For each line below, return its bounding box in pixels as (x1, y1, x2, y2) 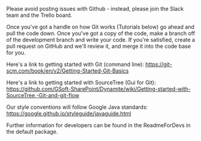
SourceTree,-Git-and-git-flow (6, 92, 80, 99)
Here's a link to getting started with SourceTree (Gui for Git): (6, 79, 156, 86)
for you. (6, 49, 26, 56)
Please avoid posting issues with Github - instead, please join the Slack (6, 5, 184, 12)
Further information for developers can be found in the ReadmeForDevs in (6, 122, 191, 129)
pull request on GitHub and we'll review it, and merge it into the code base (6, 42, 191, 50)
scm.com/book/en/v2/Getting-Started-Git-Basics (6, 67, 129, 74)
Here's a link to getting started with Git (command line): (6, 61, 144, 68)
